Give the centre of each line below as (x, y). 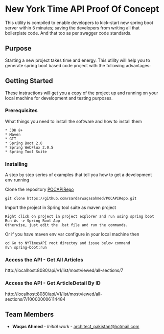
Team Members (29, 315)
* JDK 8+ (14, 130)
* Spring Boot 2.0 (24, 143)
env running (17, 180)
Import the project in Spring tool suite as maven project (61, 207)
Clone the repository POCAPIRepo (40, 189)
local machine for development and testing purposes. (59, 98)
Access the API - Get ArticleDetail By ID (53, 283)
